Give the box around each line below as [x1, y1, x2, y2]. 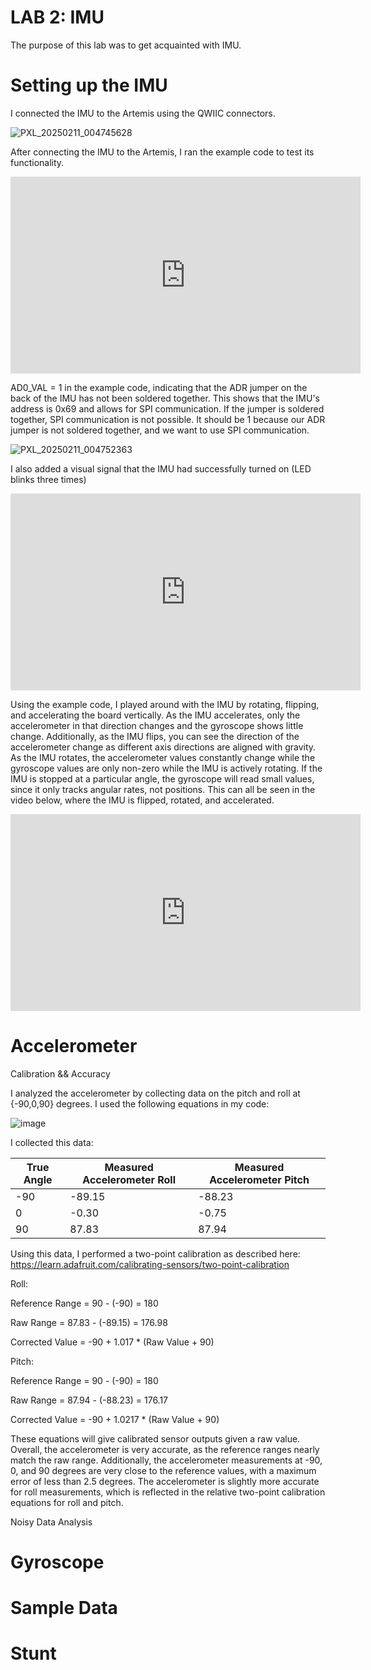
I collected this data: [10, 1136, 94, 1148]
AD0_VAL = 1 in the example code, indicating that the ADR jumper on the [10, 381, 308, 393]
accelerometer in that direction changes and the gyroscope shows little [10, 719, 304, 731]
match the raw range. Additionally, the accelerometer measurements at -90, [10, 1454, 323, 1466]
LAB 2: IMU [10, 6, 105, 29]
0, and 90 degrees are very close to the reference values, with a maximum [10, 1464, 317, 1476]
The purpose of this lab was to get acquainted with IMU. [10, 39, 242, 51]
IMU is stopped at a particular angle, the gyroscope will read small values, [10, 772, 315, 785]
